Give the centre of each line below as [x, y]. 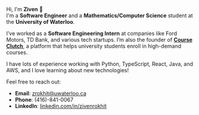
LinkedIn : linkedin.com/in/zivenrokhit [61, 106]
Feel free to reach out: [34, 82]
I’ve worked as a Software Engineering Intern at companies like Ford [92, 33]
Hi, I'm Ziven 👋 [25, 9]
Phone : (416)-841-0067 [44, 100]
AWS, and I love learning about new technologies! [67, 70]
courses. [17, 52]
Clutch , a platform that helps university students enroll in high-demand [94, 46]
